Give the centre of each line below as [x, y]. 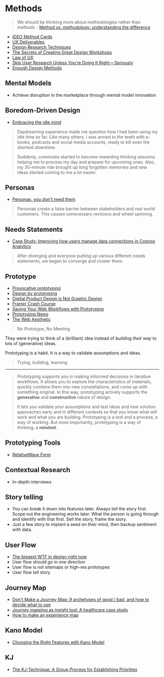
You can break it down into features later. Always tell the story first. [80, 509]
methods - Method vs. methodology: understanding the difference [84, 27]
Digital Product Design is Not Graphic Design [57, 298]
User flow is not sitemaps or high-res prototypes [61, 567]
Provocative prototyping [36, 288]
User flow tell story [31, 572]
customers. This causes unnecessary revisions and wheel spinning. [85, 214]
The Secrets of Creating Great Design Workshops [62, 52]
